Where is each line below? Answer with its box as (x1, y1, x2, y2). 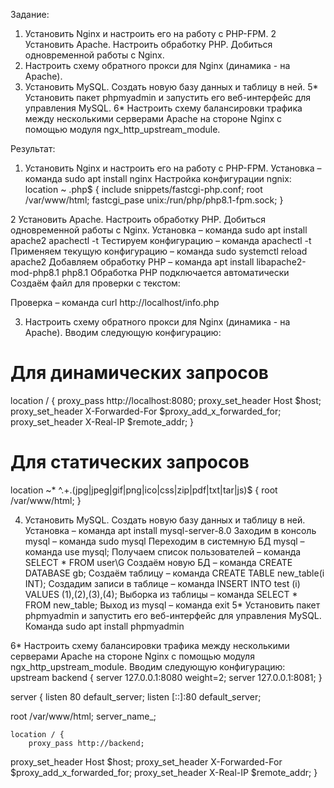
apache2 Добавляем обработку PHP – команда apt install (10, 256, 255, 268)
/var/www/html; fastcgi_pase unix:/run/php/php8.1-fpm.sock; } (24, 194, 284, 206)
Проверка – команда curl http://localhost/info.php (10, 297, 220, 308)
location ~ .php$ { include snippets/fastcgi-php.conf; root (24, 184, 263, 195)
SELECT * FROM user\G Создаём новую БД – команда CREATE (24, 556, 293, 568)
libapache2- (256, 256, 307, 268)
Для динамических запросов (10, 362, 269, 384)
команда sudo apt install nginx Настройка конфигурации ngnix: (24, 173, 292, 184)
